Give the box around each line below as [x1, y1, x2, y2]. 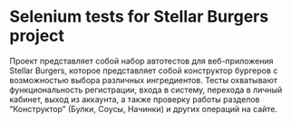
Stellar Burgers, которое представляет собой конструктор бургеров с [9, 65, 278, 76]
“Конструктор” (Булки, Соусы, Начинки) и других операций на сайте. [9, 103, 278, 114]
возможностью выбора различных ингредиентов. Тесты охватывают [9, 74, 278, 85]
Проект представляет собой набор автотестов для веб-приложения [9, 55, 274, 66]
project [9, 25, 65, 46]
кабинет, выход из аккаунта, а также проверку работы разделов [9, 93, 260, 105]
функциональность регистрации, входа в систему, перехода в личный [9, 84, 283, 95]
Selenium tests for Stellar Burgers [9, 6, 269, 27]
